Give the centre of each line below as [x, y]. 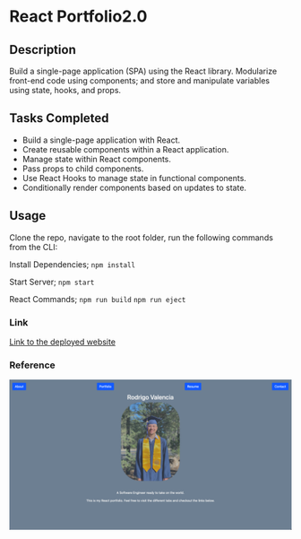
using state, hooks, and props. [65, 90]
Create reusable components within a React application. [125, 149]
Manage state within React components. [97, 159]
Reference [32, 365]
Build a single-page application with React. [101, 140]
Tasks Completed [59, 118]
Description [43, 50]
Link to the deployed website [63, 342]
